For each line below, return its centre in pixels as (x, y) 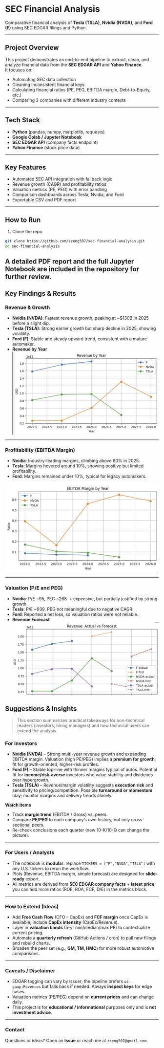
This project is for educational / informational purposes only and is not (84, 1007)
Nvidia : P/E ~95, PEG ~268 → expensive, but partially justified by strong (85, 599)
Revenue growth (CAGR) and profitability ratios (59, 184)
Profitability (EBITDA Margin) (40, 450)
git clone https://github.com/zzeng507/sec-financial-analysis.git (75, 241)
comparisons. (26, 953)
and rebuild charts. (31, 943)
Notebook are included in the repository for (72, 269)
